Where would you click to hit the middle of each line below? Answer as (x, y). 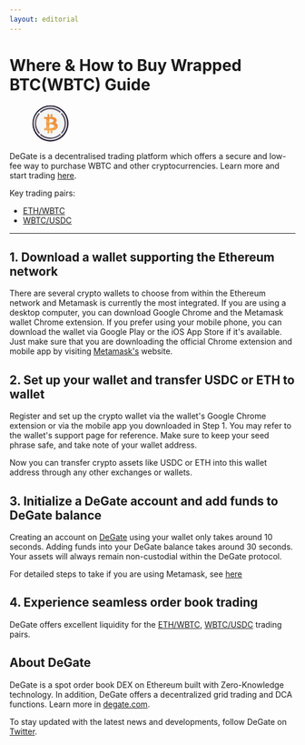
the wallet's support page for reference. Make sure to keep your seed (139, 436)
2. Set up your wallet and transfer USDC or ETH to (152, 380)
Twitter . (24, 731)
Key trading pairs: (42, 193)
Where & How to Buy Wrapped (126, 65)
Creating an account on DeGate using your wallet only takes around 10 (141, 537)
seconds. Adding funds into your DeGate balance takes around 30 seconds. (151, 547)
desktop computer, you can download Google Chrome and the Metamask (147, 313)
